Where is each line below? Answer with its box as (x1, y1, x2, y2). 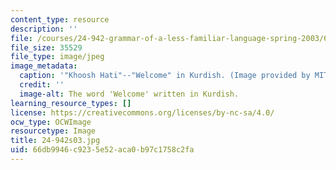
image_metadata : (10, 61, 78, 71)
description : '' (10, 24, 78, 34)
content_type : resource (10, 14, 110, 25)
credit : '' (19, 80, 65, 90)
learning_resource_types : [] (10, 98, 132, 108)
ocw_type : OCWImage (10, 117, 92, 127)
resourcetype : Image (10, 126, 97, 136)
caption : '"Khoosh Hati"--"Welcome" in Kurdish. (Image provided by (19, 71, 311, 81)
